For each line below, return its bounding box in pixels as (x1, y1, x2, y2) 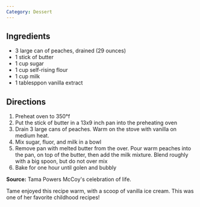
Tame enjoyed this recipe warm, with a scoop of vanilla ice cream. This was (6, 188, 194, 195)
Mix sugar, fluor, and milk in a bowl (14, 138, 101, 145)
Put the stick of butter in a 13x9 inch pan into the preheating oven (14, 119, 178, 127)
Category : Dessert (6, 8, 52, 15)
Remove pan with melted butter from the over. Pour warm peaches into (14, 145, 192, 152)
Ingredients (6, 31, 51, 42)
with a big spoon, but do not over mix (14, 158, 108, 165)
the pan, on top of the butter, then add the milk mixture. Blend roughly (14, 151, 189, 159)
